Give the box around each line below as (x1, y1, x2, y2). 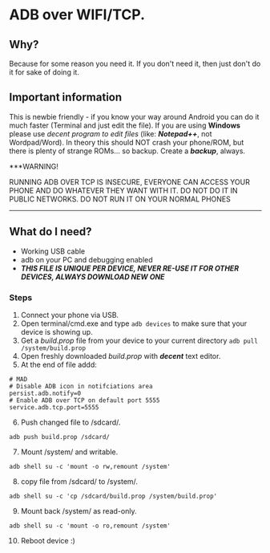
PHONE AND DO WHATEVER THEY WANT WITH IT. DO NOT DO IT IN (9, 185, 239, 195)
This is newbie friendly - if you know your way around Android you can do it (9, 112, 260, 121)
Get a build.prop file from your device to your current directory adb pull (20, 335, 259, 345)
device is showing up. (20, 327, 93, 336)
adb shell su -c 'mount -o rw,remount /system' (9, 462, 171, 470)
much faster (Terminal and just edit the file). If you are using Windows (9, 120, 241, 130)
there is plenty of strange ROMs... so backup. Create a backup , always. (9, 146, 246, 156)
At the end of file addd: (20, 360, 97, 369)
